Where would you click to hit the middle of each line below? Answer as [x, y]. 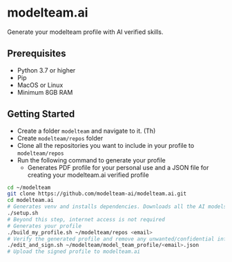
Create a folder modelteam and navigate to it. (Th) [86, 131]
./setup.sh [23, 213]
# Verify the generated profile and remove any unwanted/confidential [111, 239]
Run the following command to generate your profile [91, 160]
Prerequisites [37, 54]
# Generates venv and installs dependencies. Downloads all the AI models [117, 207]
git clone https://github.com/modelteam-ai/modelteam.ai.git [97, 194]
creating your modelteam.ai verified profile [88, 175]
